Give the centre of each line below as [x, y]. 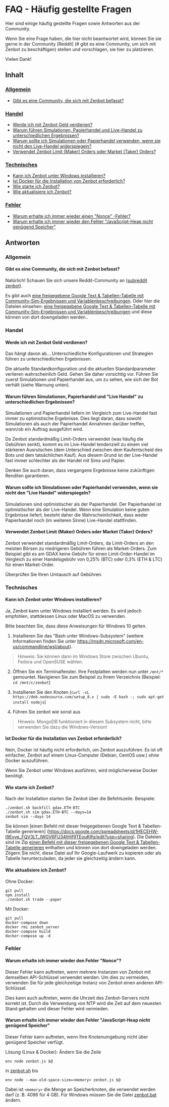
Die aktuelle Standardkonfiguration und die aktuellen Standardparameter [80, 369]
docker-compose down [27, 923]
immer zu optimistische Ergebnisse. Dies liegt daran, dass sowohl [73, 418]
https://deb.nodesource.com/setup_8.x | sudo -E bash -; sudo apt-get [88, 697]
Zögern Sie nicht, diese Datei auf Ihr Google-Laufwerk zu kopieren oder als [83, 853]
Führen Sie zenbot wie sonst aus [46, 711]
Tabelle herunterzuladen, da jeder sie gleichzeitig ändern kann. [71, 858]
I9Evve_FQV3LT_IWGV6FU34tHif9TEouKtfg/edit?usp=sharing [69, 837]
